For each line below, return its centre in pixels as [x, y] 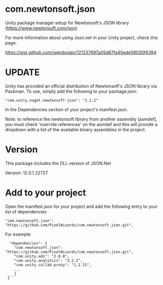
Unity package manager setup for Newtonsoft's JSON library [67, 23]
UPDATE [22, 72]
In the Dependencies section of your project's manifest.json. [67, 109]
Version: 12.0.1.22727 [27, 173]
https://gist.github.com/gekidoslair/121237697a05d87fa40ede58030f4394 [81, 52]
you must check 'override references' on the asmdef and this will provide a [81, 124]
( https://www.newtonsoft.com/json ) [41, 28]
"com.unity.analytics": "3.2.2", [48, 260]
